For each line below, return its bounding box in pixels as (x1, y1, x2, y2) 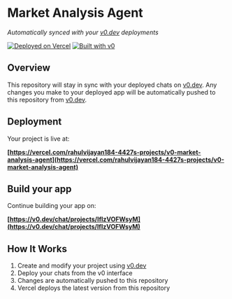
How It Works (7, 243, 68, 255)
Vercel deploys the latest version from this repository (17, 284, 171, 292)
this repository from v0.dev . (7, 95, 87, 104)
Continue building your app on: (7, 202, 96, 210)
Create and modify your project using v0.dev (17, 261, 147, 270)
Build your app (7, 183, 72, 195)
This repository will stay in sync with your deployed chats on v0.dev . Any (7, 81, 217, 89)
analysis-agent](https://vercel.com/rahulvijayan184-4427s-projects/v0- (7, 155, 225, 164)
